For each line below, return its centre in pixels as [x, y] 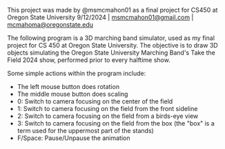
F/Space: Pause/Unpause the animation [74, 138]
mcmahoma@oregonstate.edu [50, 24]
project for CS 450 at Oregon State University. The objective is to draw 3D [113, 45]
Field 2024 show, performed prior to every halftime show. [89, 60]
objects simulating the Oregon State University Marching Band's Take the [111, 52]
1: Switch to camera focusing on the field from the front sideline [107, 109]
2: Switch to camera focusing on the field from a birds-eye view [108, 116]
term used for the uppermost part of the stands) [85, 131]
